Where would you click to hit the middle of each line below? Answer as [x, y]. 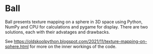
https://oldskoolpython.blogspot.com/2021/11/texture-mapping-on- [80, 41]
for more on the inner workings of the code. [73, 46]
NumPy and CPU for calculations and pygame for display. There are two [76, 27]
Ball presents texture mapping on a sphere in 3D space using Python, [74, 22]
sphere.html [17, 46]
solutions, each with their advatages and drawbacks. [57, 32]
